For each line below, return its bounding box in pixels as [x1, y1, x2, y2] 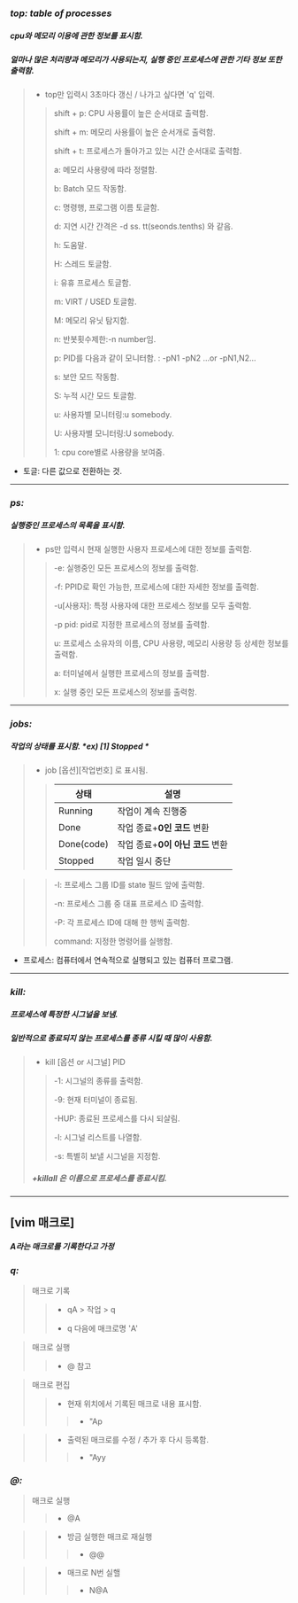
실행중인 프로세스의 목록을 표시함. [10, 519, 126, 530]
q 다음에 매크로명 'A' [66, 1323, 138, 1334]
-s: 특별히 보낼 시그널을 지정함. [53, 1151, 161, 1162]
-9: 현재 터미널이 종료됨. [53, 1094, 138, 1105]
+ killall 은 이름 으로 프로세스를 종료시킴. [31, 1172, 167, 1183]
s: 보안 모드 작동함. [53, 371, 120, 383]
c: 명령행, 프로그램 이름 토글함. [53, 202, 160, 213]
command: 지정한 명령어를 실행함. [53, 936, 173, 946]
